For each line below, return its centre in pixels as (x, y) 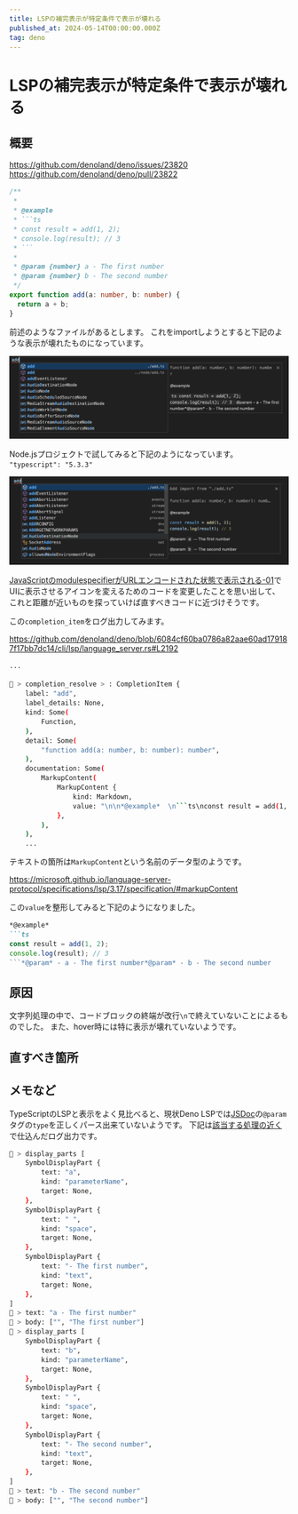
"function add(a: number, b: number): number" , (130, 750)
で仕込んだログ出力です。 (55, 1135)
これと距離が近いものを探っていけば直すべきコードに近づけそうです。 (137, 602)
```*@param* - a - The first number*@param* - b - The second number (141, 963)
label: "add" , (51, 694)
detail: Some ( (51, 741)
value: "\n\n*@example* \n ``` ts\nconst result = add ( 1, (180, 806)
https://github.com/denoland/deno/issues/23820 (99, 165)
